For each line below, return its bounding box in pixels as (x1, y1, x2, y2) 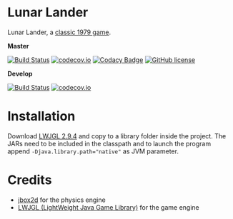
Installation (7, 108, 76, 125)
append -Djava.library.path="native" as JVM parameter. (7, 147, 179, 156)
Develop (7, 69, 33, 78)
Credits (7, 172, 52, 188)
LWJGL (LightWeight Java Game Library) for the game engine (17, 203, 199, 211)
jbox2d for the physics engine (17, 195, 106, 204)
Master (7, 41, 30, 50)
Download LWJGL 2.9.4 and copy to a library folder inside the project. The (7, 131, 227, 140)
